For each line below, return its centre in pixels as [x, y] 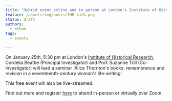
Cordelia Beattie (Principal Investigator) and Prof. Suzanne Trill [71, 62]
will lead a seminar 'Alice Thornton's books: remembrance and [99, 68]
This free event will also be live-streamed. [49, 83]
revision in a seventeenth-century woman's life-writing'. [64, 73]
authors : [15, 24]
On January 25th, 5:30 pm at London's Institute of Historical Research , [80, 57]
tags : [11, 33]
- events [19, 39]
